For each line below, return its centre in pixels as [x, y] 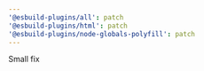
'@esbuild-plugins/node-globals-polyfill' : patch [102, 34]
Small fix [24, 59]
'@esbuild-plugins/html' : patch [68, 26]
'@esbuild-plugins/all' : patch [66, 17]
